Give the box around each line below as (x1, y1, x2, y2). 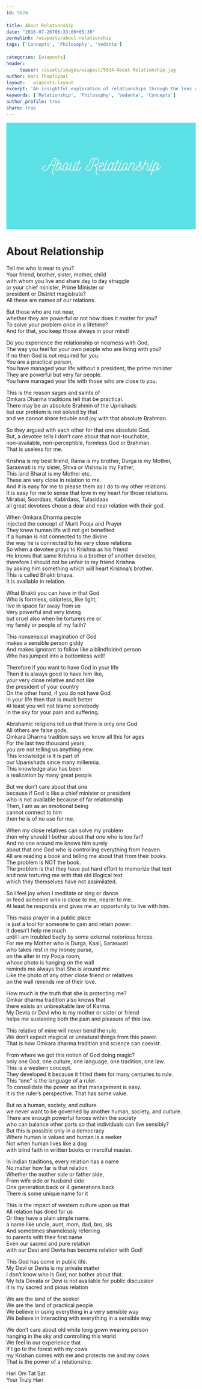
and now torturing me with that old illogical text (6, 872, 123, 879)
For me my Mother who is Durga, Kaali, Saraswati (6, 940, 128, 947)
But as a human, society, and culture (6, 1102, 97, 1109)
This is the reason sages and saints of (6, 389, 100, 397)
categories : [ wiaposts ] (6, 54, 66, 60)
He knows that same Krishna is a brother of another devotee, (6, 552, 158, 559)
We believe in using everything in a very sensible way (6, 1308, 139, 1316)
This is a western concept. (6, 1064, 72, 1072)
